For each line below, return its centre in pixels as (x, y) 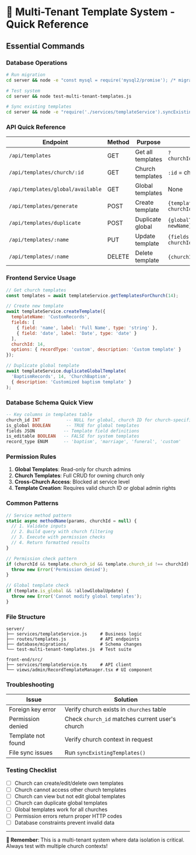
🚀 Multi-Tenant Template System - (90, 12)
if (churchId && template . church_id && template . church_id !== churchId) (98, 564)
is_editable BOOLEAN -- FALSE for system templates (73, 436)
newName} (180, 226)
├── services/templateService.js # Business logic (74, 634)
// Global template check (37, 586)
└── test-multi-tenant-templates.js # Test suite (69, 650)
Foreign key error (33, 709)
